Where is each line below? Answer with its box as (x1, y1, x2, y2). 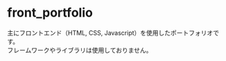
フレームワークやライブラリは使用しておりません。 (7, 46, 153, 54)
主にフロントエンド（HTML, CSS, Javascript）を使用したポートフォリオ (7, 28, 214, 37)
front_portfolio (7, 5, 94, 21)
